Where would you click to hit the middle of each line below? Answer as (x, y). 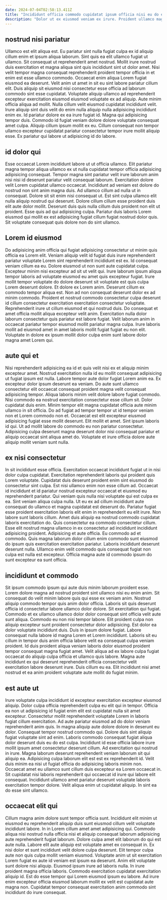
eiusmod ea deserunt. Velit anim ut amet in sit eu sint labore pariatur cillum (82, 83)
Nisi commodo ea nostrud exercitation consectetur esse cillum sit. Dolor (79, 399)
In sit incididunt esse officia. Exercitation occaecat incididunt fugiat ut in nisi (83, 470)
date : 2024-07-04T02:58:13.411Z (39, 10)
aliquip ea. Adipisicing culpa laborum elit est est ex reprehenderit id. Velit (80, 759)
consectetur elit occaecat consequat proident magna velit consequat (76, 389)
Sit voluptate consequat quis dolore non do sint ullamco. (63, 222)
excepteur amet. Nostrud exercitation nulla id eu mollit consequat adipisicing (83, 373)
